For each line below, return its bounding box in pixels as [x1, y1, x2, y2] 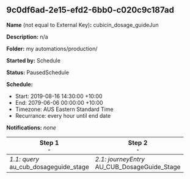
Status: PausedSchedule [6, 69, 69, 76]
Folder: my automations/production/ [6, 45, 98, 52]
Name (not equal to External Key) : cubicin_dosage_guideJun [6, 21, 159, 28]
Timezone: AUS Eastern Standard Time [15, 105, 114, 113]
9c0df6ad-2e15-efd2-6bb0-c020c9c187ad [6, 5, 174, 15]
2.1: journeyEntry [95, 154, 145, 163]
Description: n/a [6, 33, 48, 40]
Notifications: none [6, 124, 56, 131]
